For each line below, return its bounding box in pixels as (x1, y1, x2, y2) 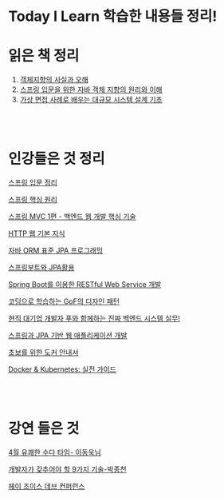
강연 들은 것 (8, 420, 80, 438)
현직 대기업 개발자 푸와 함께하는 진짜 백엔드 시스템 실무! (8, 313, 181, 324)
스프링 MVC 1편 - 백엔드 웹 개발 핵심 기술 (8, 212, 137, 221)
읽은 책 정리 (8, 47, 80, 65)
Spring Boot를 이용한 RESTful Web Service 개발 (8, 280, 162, 289)
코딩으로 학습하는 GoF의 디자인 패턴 (8, 297, 120, 306)
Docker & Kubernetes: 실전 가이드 (8, 365, 117, 374)
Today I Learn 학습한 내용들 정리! (8, 7, 218, 26)
